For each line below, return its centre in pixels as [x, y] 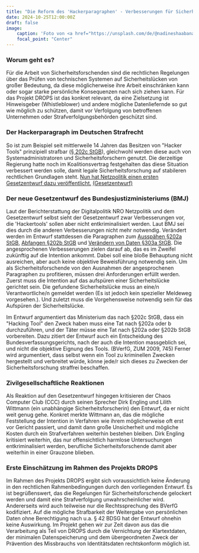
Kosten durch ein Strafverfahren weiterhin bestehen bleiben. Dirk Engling [95, 434]
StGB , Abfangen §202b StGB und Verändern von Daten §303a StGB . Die [94, 242]
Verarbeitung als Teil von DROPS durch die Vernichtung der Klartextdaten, [97, 531]
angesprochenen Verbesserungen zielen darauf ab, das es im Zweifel [91, 249]
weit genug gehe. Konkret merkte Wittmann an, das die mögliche [85, 415]
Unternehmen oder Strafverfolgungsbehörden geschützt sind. [82, 117]
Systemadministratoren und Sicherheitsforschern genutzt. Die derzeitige [94, 158]
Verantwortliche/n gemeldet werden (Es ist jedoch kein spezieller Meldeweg [99, 293]
